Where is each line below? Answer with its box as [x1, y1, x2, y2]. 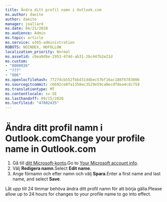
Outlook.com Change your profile [5, 133, 145, 144]
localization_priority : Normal [5, 49, 70, 54]
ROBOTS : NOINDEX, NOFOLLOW [5, 45, 61, 50]
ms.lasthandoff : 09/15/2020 [5, 96, 64, 101]
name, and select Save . [12, 176, 61, 182]
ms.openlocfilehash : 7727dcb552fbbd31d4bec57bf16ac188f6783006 [5, 77, 140, 82]
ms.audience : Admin [5, 31, 46, 36]
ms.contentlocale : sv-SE [5, 91, 57, 96]
